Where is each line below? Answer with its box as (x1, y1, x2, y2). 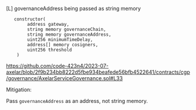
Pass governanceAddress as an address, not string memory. (6, 98, 148, 104)
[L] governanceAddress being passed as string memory (6, 5, 141, 12)
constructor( (13, 16, 46, 22)
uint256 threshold (27, 47, 72, 53)
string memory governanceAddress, (27, 32, 111, 37)
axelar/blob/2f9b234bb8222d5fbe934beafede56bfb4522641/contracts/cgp (6, 68, 190, 75)
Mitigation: (6, 86, 32, 93)
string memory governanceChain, (27, 26, 107, 32)
